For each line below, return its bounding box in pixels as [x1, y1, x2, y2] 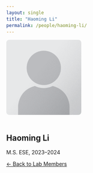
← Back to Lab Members [6, 160, 67, 168]
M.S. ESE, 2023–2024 [6, 149, 61, 156]
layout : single [6, 10, 44, 16]
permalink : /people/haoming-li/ [6, 22, 87, 28]
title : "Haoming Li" [6, 16, 58, 22]
